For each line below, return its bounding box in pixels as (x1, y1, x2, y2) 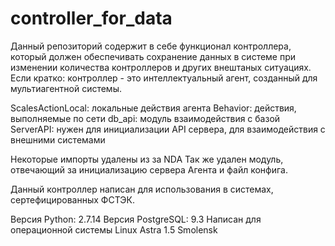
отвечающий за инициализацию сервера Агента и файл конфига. (10, 163, 288, 176)
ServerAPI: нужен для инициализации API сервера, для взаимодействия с (10, 123, 326, 135)
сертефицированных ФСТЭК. (10, 193, 135, 206)
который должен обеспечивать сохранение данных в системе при (10, 50, 297, 62)
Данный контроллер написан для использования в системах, (10, 183, 274, 195)
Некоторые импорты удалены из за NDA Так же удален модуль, (10, 153, 284, 165)
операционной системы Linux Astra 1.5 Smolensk (10, 223, 218, 236)
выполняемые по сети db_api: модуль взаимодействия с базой (10, 112, 281, 124)
